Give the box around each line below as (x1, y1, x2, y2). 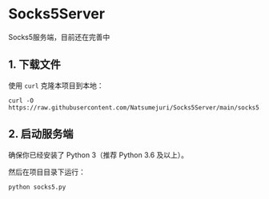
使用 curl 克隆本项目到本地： (8, 81, 104, 90)
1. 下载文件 (8, 58, 62, 72)
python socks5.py (8, 183, 66, 191)
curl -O (8, 97, 34, 105)
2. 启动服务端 (8, 127, 74, 141)
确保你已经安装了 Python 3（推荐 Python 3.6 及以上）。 (8, 149, 189, 160)
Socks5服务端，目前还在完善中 (8, 32, 110, 42)
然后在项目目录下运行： (8, 167, 86, 177)
